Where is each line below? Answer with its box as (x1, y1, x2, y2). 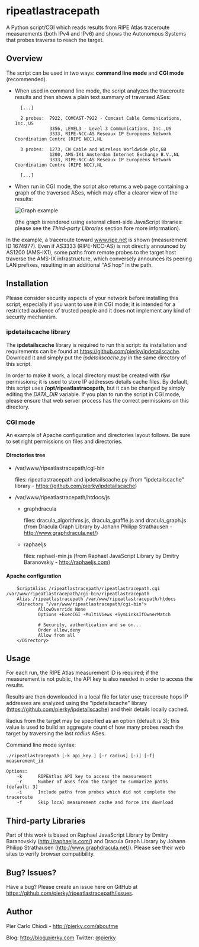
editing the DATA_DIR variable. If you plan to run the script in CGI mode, (6, 390, 181, 398)
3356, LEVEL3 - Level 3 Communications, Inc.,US (49, 126, 172, 132)
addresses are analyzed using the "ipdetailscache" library (6, 700, 147, 707)
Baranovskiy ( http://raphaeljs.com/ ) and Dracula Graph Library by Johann (6, 838, 186, 845)
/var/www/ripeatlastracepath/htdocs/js (14, 494, 110, 501)
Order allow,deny (37, 627, 81, 633)
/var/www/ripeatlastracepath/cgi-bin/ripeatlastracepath (6, 591, 150, 597)
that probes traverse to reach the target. (6, 36, 104, 43)
